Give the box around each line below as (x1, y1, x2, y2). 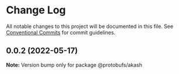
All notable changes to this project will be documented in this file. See (6, 23, 174, 30)
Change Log (6, 3, 66, 17)
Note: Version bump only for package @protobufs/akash (6, 61, 143, 68)
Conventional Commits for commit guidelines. (6, 29, 115, 36)
